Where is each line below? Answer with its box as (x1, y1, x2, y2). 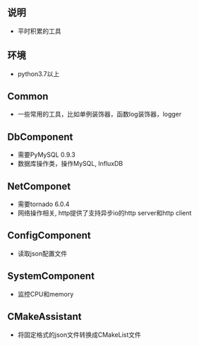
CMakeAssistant (7, 311, 82, 323)
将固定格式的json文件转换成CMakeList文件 (17, 330, 141, 339)
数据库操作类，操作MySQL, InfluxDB (17, 160, 123, 168)
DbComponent (7, 131, 73, 143)
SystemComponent (7, 270, 95, 282)
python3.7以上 (17, 69, 60, 78)
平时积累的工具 (17, 27, 61, 35)
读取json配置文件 (17, 249, 68, 258)
